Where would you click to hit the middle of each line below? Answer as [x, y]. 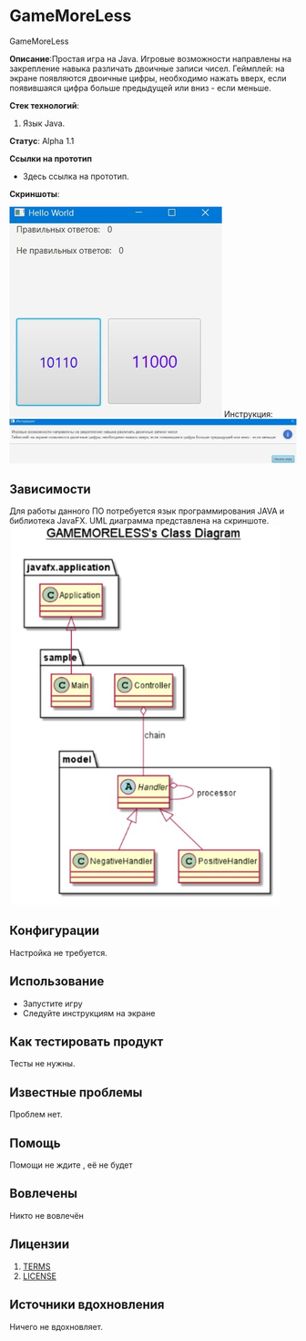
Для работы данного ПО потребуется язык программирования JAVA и [147, 511]
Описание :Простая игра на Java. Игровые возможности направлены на [151, 58]
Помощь [35, 1143]
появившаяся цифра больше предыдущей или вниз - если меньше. [140, 88]
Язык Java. [44, 123]
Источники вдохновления [87, 1305]
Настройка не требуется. [58, 952]
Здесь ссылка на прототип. [76, 176]
